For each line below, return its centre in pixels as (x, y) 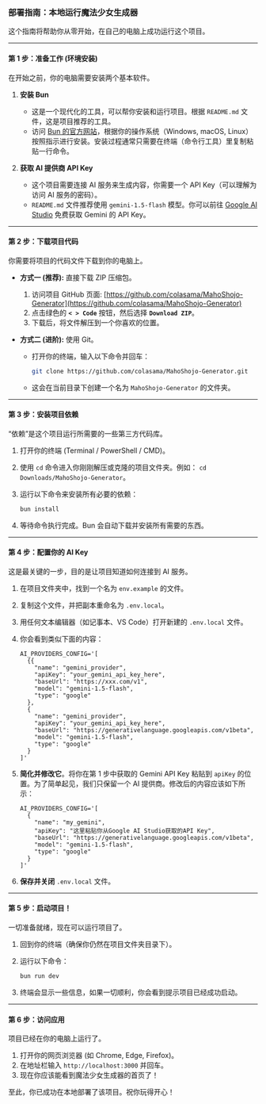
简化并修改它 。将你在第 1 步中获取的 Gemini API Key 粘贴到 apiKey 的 (132, 773)
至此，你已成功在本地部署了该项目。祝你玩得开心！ (91, 1092)
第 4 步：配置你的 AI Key (48, 552)
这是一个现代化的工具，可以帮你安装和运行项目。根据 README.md (135, 111)
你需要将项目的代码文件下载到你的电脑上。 (78, 260)
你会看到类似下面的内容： (61, 638)
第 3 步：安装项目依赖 (44, 415)
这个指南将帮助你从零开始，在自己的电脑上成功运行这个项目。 (109, 31)
